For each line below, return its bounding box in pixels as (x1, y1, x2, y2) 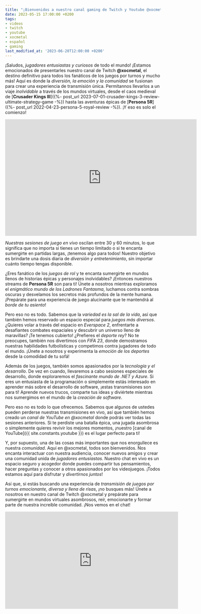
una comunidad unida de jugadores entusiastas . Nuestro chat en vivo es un (5, 455, 160, 461)
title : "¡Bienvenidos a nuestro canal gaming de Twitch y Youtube (5, 7, 145, 12)
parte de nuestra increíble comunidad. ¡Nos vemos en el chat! (5, 501, 131, 507)
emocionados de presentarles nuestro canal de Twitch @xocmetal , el (5, 67, 147, 73)
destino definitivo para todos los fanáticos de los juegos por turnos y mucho (5, 73, 161, 78)
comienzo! (5, 109, 27, 115)
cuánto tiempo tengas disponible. (5, 261, 73, 267)
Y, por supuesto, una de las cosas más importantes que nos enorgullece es (5, 440, 159, 446)
